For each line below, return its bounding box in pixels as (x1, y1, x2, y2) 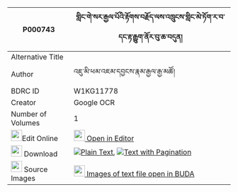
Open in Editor (86, 134, 135, 143)
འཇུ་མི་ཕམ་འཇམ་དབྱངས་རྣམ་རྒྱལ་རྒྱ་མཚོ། (73, 67, 176, 77)
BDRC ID (11, 86, 40, 96)
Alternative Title (11, 52, 64, 62)
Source (23, 164, 48, 174)
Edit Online (22, 134, 59, 143)
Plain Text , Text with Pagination (80, 147, 192, 157)
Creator (11, 98, 37, 107)
